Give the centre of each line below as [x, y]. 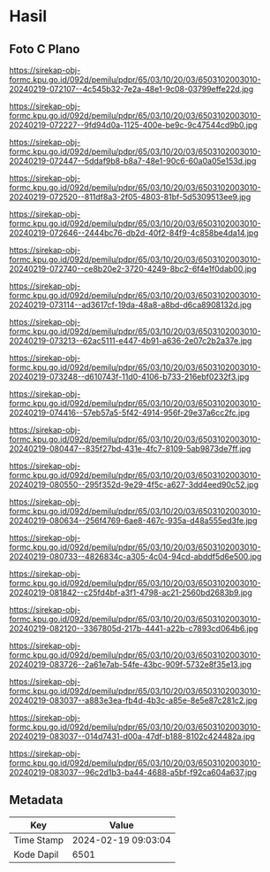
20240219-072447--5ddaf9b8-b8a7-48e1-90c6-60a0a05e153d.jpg [133, 161]
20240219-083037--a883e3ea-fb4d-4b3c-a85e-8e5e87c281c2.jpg [133, 700]
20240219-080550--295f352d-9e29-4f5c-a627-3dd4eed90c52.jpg [134, 485]
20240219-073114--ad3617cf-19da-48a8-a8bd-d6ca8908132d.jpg [131, 305]
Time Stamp [39, 840]
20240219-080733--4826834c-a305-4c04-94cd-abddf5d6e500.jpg [135, 556]
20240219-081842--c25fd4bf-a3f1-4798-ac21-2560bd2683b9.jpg [131, 592]
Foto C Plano [45, 49]
